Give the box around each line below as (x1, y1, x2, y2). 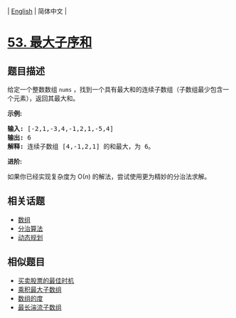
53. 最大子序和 (7, 35, 92, 51)
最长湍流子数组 (17, 302, 62, 312)
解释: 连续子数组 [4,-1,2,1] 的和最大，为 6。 (7, 142, 155, 150)
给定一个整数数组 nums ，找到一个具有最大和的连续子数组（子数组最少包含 (7, 85, 223, 93)
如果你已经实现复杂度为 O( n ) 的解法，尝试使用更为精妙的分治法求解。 (7, 172, 211, 181)
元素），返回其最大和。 (13, 94, 80, 102)
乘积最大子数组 (17, 285, 62, 294)
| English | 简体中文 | (7, 7, 68, 15)
